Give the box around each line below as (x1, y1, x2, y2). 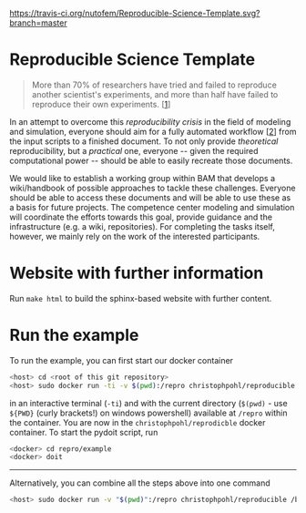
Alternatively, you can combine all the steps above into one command (9, 477, 270, 488)
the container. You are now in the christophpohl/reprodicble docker (9, 416, 266, 427)
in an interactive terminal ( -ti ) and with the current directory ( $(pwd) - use (9, 397, 289, 408)
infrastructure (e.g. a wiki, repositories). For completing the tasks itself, (9, 221, 276, 231)
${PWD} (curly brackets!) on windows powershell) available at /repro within (9, 407, 288, 418)
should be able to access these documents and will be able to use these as (9, 191, 291, 203)
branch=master (9, 17, 67, 28)
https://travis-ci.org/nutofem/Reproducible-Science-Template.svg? (9, 8, 260, 18)
